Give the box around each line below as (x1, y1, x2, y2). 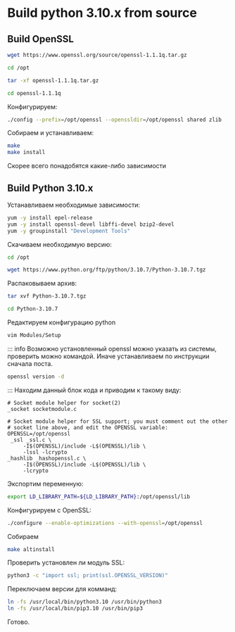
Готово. (7, 618, 30, 626)
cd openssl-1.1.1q (7, 89, 61, 96)
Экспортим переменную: (7, 479, 84, 488)
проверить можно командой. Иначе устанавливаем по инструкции (7, 352, 210, 360)
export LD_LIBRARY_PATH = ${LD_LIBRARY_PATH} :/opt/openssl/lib (7, 493, 191, 500)
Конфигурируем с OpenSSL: (7, 505, 91, 514)
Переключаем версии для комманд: (7, 585, 118, 593)
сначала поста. (7, 359, 53, 367)
